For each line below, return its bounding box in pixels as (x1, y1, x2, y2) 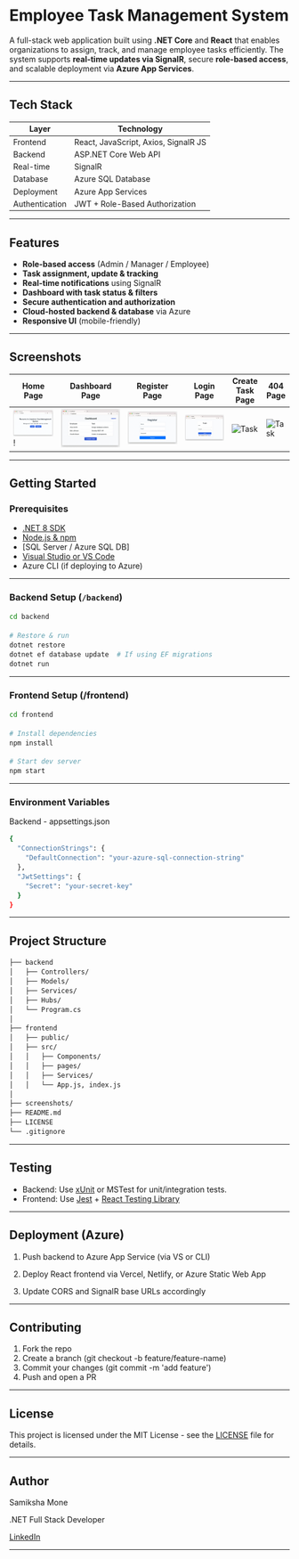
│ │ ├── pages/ (9, 1061, 82, 1070)
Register (136, 380, 169, 391)
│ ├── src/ (9, 1043, 58, 1052)
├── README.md (9, 1108, 62, 1118)
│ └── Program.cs (9, 1005, 82, 1014)
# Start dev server (9, 757, 82, 766)
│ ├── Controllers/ (9, 967, 90, 976)
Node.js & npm (21, 532, 77, 543)
